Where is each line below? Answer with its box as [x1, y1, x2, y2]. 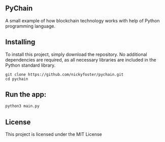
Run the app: [5, 90, 47, 99]
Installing [5, 38, 36, 46]
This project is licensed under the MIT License [5, 131, 103, 137]
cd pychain [5, 76, 28, 81]
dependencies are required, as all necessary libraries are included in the [5, 56, 156, 63]
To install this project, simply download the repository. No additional [5, 51, 147, 58]
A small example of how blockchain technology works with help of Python [5, 17, 160, 23]
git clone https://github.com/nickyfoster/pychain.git [5, 72, 124, 77]
